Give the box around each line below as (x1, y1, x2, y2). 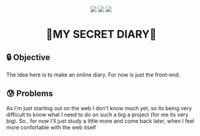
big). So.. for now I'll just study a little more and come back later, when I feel (6, 117, 195, 125)
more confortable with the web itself (6, 123, 96, 131)
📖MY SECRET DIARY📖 (46, 28, 157, 42)
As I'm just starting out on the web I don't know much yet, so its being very (6, 104, 192, 111)
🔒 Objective (6, 52, 51, 63)
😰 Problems (6, 88, 53, 99)
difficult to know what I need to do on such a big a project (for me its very (6, 111, 189, 118)
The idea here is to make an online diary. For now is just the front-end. (6, 71, 181, 78)
